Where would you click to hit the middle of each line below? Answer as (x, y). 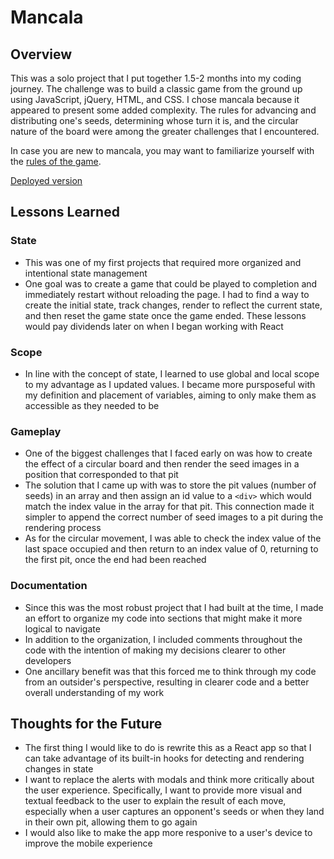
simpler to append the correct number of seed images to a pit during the (174, 517)
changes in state (59, 769)
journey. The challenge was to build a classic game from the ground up (156, 89)
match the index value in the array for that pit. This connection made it (169, 507)
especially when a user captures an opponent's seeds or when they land (174, 812)
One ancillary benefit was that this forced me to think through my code (170, 671)
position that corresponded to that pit (101, 475)
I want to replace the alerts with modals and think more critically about (169, 780)
